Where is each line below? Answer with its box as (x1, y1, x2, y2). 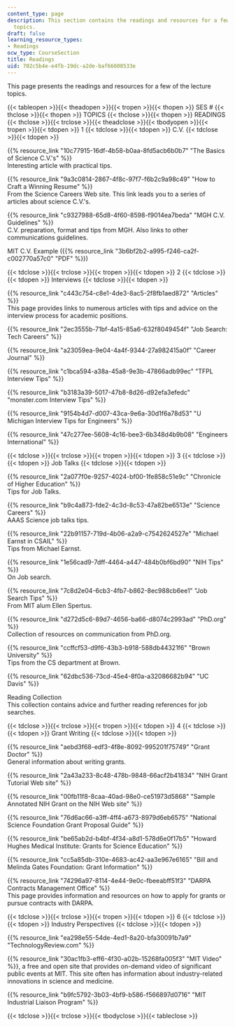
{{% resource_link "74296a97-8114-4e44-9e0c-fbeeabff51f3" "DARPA (7, 876, 211, 884)
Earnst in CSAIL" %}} (7, 536, 68, 545)
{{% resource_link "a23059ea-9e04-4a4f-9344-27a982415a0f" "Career (7, 345, 217, 355)
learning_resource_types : (7, 37, 83, 44)
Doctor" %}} (7, 750, 43, 758)
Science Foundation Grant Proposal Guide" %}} (7, 821, 144, 829)
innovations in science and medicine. (7, 976, 114, 985)
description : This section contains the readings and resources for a (7, 17, 218, 24)
